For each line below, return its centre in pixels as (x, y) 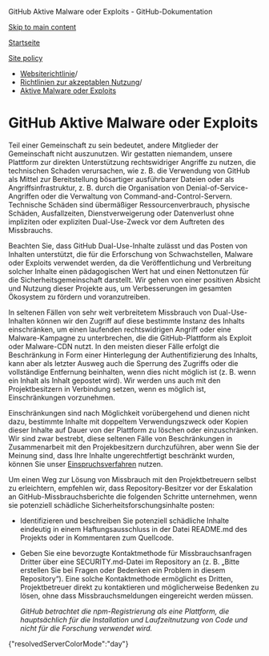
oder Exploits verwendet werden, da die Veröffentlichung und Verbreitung (130, 263)
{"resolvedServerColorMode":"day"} (68, 643)
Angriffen (24, 196)
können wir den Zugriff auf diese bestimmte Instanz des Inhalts (141, 320)
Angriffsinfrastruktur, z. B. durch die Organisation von (96, 187)
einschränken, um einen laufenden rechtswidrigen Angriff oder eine (120, 329)
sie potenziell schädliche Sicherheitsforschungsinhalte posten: (111, 505)
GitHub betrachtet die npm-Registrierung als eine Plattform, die (124, 611)
